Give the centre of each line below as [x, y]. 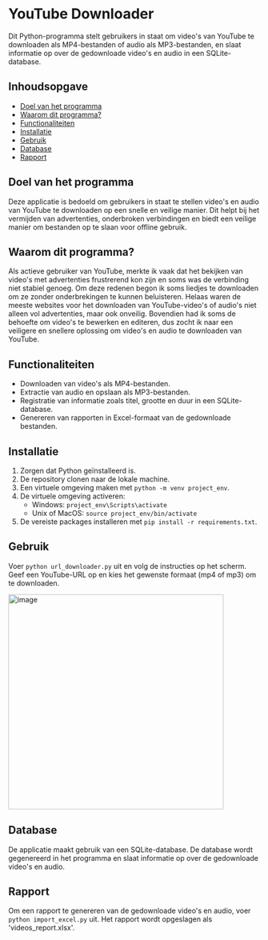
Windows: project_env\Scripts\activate [100, 504]
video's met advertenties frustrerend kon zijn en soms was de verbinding [129, 280]
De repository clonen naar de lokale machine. [95, 479]
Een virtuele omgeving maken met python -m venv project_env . [125, 488]
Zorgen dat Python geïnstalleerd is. [78, 470]
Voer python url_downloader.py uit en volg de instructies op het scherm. [127, 566]
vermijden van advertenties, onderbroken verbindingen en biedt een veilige [132, 218]
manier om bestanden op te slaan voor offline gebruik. [98, 227]
